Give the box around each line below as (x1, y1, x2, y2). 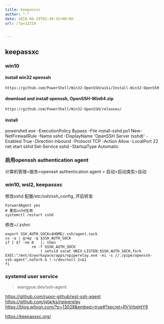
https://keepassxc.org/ (5, 314, 51, 320)
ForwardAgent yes (5, 203, 41, 208)
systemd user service (5, 273, 58, 280)
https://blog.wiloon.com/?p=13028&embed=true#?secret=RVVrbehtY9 (5, 304, 148, 310)
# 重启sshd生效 (5, 208, 33, 213)
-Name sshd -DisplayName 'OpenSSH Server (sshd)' (37, 133, 145, 139)
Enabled (5, 138, 22, 144)
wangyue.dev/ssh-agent (17, 284, 67, 290)
